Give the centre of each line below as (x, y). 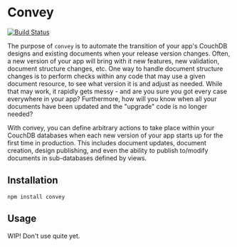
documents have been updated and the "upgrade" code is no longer (107, 106)
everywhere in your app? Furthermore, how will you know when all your (112, 99)
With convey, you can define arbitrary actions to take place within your (111, 127)
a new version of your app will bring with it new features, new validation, (114, 61)
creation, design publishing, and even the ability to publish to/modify (108, 150)
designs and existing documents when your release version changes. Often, (119, 53)
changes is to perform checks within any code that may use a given (107, 76)
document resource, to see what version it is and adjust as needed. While (115, 83)
